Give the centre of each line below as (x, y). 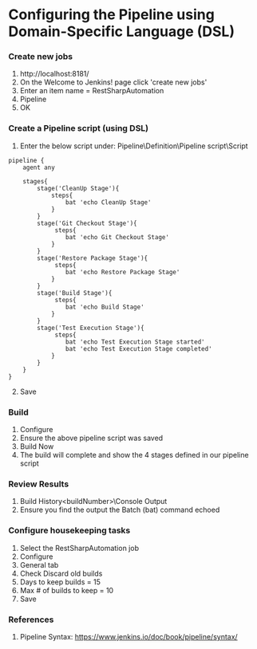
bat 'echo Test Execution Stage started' (135, 342)
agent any (39, 167)
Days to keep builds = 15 (60, 582)
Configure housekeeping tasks (69, 530)
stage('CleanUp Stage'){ (78, 188)
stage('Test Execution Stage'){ (91, 328)
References (31, 619)
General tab (39, 564)
